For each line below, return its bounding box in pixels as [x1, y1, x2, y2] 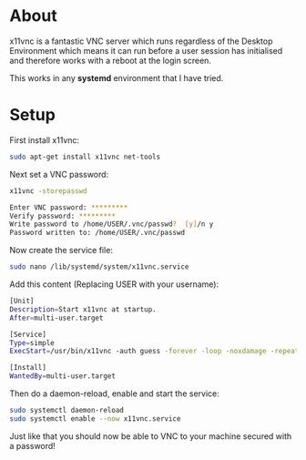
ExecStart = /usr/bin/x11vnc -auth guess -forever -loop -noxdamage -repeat [9, 347, 300, 356]
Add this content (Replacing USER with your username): [9, 279, 219, 290]
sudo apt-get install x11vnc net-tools [9, 152, 161, 161]
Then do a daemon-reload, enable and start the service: [9, 388, 220, 399]
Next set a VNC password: [9, 169, 109, 179]
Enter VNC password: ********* [9, 202, 128, 212]
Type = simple [9, 338, 55, 347]
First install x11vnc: [9, 134, 80, 146]
